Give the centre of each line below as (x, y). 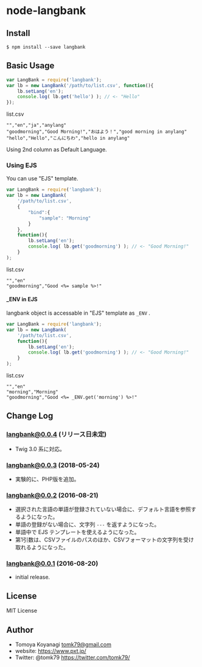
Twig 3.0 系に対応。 (40, 449)
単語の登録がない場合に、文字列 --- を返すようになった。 (87, 524)
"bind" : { (39, 212)
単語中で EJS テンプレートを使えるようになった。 (77, 532)
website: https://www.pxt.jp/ (50, 651)
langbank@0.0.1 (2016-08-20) (52, 563)
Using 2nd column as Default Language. (57, 149)
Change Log (30, 416)
